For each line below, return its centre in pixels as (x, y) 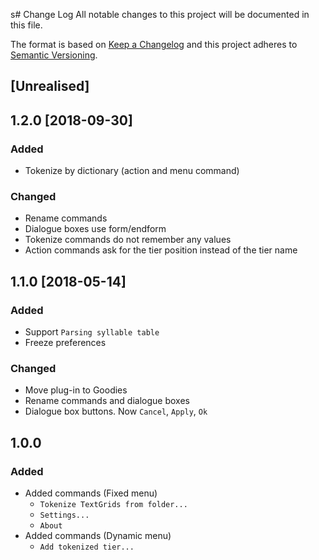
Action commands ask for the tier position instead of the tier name (161, 250)
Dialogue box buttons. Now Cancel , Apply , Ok (116, 411)
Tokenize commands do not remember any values (128, 240)
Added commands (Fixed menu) (91, 493)
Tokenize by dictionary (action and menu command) (132, 171)
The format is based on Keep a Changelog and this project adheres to (154, 44)
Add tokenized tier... (87, 547)
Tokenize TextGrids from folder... (113, 505)
